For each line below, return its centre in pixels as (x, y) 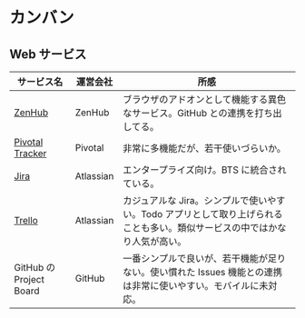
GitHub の (35, 268)
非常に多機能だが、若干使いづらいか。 (204, 148)
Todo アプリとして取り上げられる (212, 214)
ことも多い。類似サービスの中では (195, 228)
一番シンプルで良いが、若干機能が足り (204, 258)
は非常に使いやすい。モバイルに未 (195, 286)
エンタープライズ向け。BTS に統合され (204, 170)
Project (30, 279)
